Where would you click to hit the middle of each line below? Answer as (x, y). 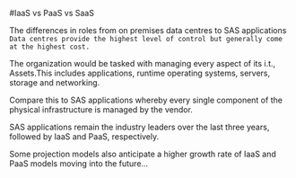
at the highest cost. (50, 47)
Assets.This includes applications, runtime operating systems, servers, (140, 73)
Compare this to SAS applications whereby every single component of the (146, 100)
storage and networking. (55, 83)
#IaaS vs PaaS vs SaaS (52, 13)
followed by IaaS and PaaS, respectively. (84, 137)
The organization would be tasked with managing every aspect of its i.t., (143, 63)
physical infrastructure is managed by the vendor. (101, 110)
